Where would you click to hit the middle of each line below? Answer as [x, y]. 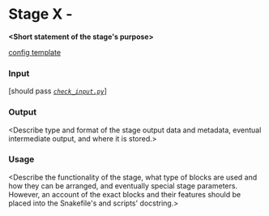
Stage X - [41, 14]
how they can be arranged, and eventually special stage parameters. [123, 186]
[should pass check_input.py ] [58, 91]
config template [35, 52]
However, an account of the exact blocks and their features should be [125, 194]
